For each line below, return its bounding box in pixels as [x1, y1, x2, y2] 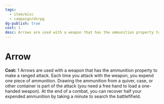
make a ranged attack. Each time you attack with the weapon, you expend [5, 72, 154, 78]
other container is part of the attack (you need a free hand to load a [5, 83, 141, 89]
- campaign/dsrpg [9, 16, 45, 21]
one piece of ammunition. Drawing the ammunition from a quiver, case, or [5, 78, 153, 83]
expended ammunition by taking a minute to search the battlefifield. [5, 93, 141, 99]
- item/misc [9, 12, 34, 17]
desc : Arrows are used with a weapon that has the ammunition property [5, 30, 154, 35]
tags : [5, 7, 16, 12]
